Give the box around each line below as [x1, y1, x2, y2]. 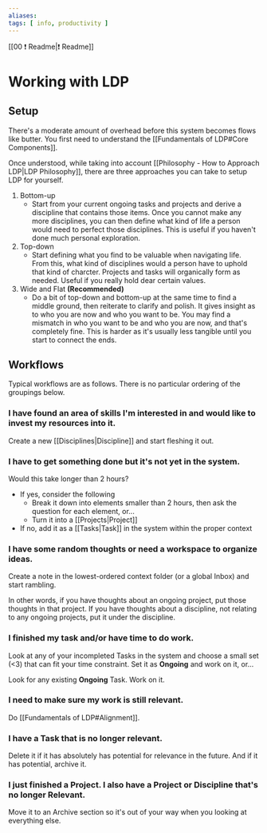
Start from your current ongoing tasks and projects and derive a [31, 199, 241, 209]
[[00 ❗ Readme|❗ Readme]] [8, 42, 94, 51]
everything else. [8, 816, 61, 826]
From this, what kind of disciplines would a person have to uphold [31, 258, 248, 268]
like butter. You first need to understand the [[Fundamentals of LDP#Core [8, 134, 249, 144]
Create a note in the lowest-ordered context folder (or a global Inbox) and [8, 572, 249, 581]
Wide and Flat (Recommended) [19, 284, 124, 293]
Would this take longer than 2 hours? [8, 473, 129, 484]
